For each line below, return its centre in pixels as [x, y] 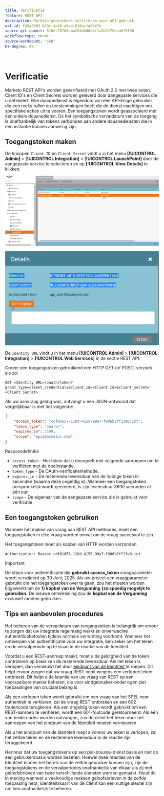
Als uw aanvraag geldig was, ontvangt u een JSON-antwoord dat [70, 401]
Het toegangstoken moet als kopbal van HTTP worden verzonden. [72, 544]
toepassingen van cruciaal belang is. [42, 687]
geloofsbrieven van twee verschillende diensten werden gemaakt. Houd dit [81, 773]
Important [15, 563]
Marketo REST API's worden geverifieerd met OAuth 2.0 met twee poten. [78, 90]
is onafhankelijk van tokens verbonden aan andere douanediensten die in [79, 121]
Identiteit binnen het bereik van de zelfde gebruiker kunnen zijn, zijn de [76, 762]
